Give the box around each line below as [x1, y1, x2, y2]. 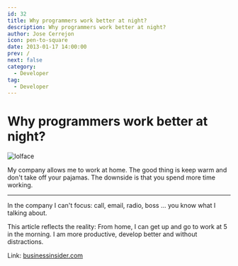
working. [7, 181, 33, 189]
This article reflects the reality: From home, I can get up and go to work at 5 [7, 223, 228, 231]
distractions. [7, 238, 44, 246]
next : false [7, 57, 42, 64]
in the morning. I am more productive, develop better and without [7, 230, 198, 238]
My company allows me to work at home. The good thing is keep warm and [7, 166, 227, 174]
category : [7, 63, 37, 70]
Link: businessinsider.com [7, 251, 84, 260]
